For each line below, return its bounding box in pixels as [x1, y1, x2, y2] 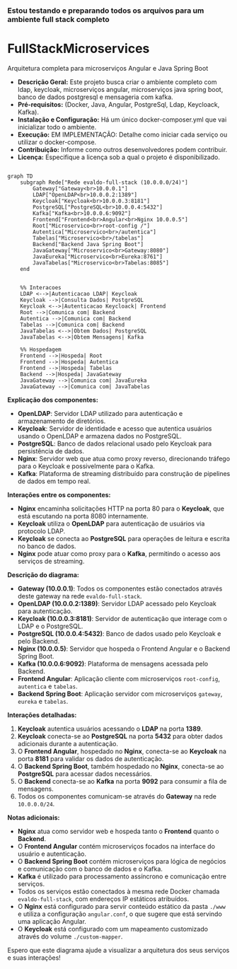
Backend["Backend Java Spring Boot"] [33, 240, 144, 248]
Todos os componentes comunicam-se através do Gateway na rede [17, 791, 217, 801]
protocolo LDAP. [17, 526, 66, 535]
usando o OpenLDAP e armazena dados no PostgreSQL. [17, 431, 182, 440]
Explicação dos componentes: [7, 395, 99, 404]
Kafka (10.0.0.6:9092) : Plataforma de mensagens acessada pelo [17, 659, 209, 668]
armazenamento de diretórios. [17, 417, 106, 425]
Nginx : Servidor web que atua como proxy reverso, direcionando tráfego [17, 454, 231, 463]
